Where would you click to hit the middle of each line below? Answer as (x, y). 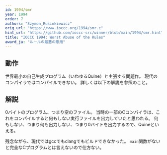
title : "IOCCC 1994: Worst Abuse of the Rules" (55, 38)
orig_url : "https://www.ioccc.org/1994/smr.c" (54, 28)
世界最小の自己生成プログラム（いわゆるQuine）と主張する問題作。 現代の (82, 76)
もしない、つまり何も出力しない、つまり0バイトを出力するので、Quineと (80, 125)
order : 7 (14, 19)
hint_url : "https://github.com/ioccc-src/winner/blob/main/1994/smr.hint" (84, 33)
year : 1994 (16, 14)
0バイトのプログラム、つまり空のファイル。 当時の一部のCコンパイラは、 (81, 112)
